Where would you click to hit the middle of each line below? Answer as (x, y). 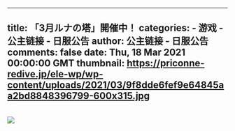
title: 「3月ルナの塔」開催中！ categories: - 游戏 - (115, 28)
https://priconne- (166, 63)
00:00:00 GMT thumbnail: (66, 63)
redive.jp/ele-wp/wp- (55, 74)
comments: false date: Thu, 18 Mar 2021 (97, 53)
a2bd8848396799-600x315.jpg (79, 96)
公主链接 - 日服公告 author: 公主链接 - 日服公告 (108, 41)
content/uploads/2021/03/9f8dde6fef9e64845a (116, 85)
